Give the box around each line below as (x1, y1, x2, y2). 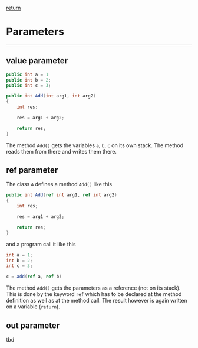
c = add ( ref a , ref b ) (6, 274, 62, 279)
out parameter (6, 320, 60, 330)
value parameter (6, 56, 68, 66)
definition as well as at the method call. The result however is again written (6, 297, 187, 304)
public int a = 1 (6, 71, 49, 77)
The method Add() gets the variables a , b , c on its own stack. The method (6, 141, 184, 149)
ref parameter (6, 165, 58, 175)
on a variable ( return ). (6, 303, 60, 310)
